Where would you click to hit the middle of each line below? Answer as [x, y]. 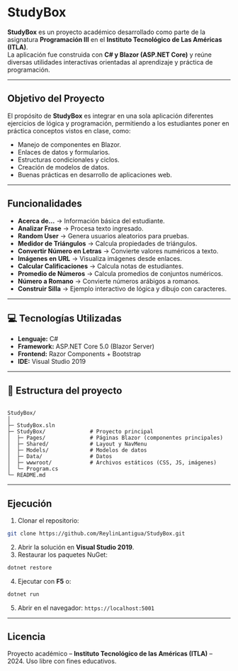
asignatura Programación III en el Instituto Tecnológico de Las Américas [115, 39]
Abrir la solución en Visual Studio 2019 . [76, 547]
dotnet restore [30, 567]
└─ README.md [27, 475]
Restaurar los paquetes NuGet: [62, 555]
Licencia [27, 637]
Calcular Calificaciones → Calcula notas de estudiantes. [101, 266]
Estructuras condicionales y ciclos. [68, 160]
